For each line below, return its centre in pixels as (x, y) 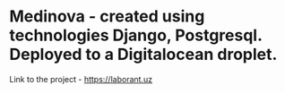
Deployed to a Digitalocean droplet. (143, 55)
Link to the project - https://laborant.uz (81, 79)
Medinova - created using (107, 17)
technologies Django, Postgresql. (136, 35)
